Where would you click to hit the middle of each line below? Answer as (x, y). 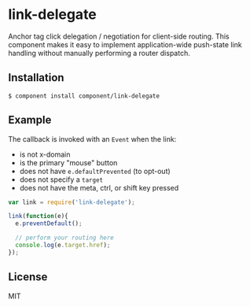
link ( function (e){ (38, 216)
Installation (36, 78)
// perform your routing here (64, 238)
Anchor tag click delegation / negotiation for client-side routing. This (119, 36)
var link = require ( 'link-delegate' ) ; (72, 202)
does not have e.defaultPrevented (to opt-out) (95, 171)
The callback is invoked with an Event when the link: (92, 139)
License (28, 277)
